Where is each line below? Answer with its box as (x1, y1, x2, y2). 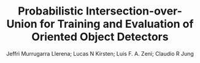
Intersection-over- (85, 4, 183, 18)
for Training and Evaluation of (39, 17, 194, 31)
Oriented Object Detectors (31, 30, 169, 44)
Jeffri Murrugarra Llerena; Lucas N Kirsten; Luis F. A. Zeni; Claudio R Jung (6, 50, 194, 57)
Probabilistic (17, 4, 84, 18)
